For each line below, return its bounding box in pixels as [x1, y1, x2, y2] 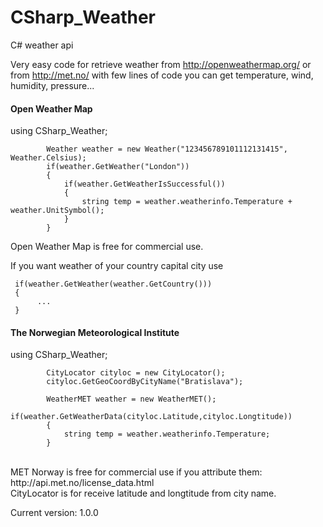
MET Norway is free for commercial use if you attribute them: [10, 466, 263, 478]
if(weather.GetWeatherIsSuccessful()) [63, 179, 226, 190]
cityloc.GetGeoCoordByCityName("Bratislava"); [46, 377, 244, 387]
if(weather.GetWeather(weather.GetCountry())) [14, 279, 213, 290]
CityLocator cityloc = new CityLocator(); [46, 368, 226, 378]
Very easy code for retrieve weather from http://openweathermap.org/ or [10, 58, 312, 70]
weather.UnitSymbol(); [10, 206, 105, 216]
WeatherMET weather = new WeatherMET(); [46, 394, 217, 405]
